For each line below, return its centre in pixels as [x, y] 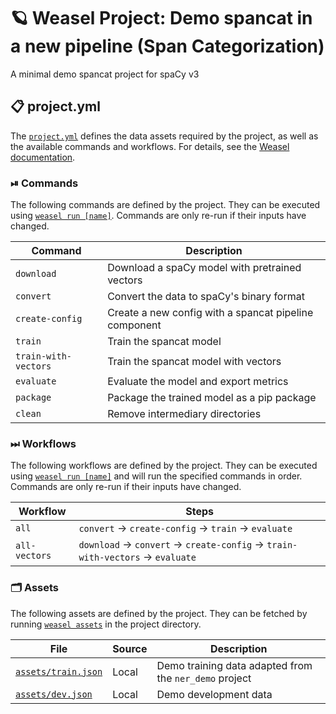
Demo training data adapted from [234, 665]
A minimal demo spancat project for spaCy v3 [105, 74]
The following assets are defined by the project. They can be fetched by [159, 613]
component [134, 325]
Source [130, 648]
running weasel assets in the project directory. [106, 624]
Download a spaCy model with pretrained [204, 268]
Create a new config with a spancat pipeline [210, 313]
